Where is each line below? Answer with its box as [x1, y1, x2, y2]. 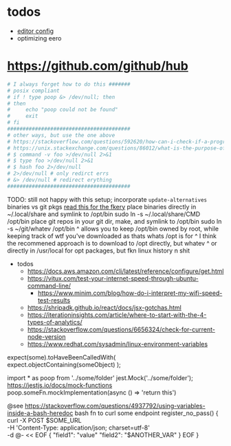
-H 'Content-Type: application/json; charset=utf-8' [7, 423, 150, 432]
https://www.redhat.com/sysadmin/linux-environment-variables [27, 340, 208, 348]
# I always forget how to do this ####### [7, 80, 131, 88]
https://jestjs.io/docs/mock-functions [7, 381, 113, 389]
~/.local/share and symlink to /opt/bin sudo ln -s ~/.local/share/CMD [7, 210, 201, 218]
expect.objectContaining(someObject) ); [7, 360, 122, 368]
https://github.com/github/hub [7, 58, 189, 74]
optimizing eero [16, 34, 62, 42]
